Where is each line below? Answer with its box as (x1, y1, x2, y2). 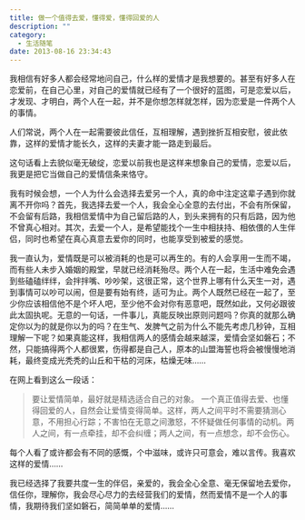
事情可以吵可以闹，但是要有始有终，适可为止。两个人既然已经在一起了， (16, 287, 288, 298)
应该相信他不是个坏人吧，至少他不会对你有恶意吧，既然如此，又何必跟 (25, 298, 288, 309)
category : (9, 30, 47, 39)
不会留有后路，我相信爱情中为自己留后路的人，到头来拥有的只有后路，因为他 (9, 211, 296, 222)
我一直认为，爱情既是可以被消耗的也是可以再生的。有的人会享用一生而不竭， (9, 253, 296, 264)
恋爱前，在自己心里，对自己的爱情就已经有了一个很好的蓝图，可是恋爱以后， (9, 85, 296, 95)
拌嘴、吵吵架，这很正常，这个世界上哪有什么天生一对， (80, 275, 288, 286)
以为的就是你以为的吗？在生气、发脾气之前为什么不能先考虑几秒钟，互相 (25, 321, 296, 332)
